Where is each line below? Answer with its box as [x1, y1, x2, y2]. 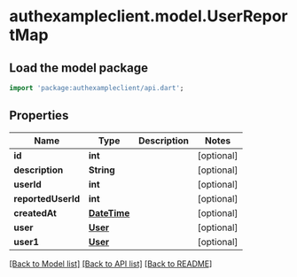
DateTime [88, 206, 130, 219]
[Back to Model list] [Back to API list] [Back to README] [9, 258, 213, 269]
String [88, 164, 115, 176]
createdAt [13, 206, 58, 219]
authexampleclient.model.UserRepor [9, 6, 288, 27]
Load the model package [9, 60, 149, 75]
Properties [9, 108, 69, 123]
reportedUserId [13, 192, 81, 204]
